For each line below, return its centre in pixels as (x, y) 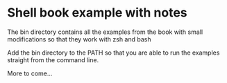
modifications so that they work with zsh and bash (79, 39)
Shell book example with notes (97, 13)
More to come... (30, 73)
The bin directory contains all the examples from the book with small (105, 32)
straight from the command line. (53, 59)
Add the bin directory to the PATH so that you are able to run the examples (113, 53)
